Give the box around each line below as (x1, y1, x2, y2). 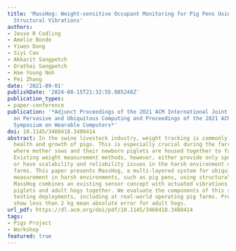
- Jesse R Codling (7, 30, 61, 37)
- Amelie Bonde (7, 37, 52, 44)
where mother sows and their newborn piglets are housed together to (13, 148, 221, 155)
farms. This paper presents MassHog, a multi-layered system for (13, 167, 209, 174)
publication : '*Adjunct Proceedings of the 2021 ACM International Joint (7, 108, 228, 115)
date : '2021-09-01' (7, 82, 65, 89)
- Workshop (7, 226, 39, 233)
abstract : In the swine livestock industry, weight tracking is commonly (7, 134, 228, 141)
